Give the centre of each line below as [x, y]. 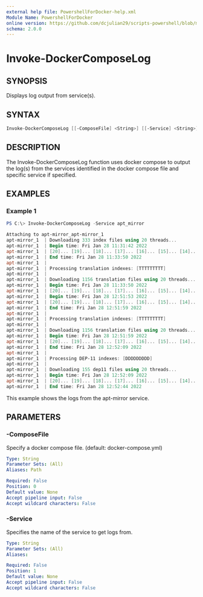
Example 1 [21, 211]
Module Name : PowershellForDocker [50, 18]
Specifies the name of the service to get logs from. [69, 532]
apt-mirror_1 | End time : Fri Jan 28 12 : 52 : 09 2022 [74, 347]
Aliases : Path [24, 470]
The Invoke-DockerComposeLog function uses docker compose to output [98, 162]
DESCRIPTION [33, 147]
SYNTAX [23, 115]
